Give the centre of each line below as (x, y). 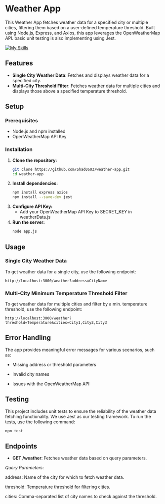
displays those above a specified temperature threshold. (70, 91)
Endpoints (21, 446)
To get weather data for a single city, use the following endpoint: (71, 272)
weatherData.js (35, 217)
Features (19, 63)
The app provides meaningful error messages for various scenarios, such (80, 350)
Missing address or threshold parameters (54, 364)
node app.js (24, 231)
